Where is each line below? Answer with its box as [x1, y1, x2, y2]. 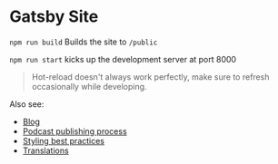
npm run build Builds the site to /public [9, 36, 158, 47]
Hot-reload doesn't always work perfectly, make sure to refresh [31, 71, 270, 82]
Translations [22, 145, 70, 156]
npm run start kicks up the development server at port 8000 [9, 53, 237, 64]
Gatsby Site [9, 6, 99, 27]
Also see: [9, 98, 45, 110]
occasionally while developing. [31, 81, 147, 92]
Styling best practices [22, 135, 105, 146]
